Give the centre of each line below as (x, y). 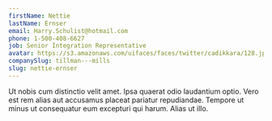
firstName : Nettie (39, 16)
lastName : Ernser (38, 23)
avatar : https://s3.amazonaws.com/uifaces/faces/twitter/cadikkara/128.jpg (139, 53)
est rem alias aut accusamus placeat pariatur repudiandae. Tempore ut (126, 100)
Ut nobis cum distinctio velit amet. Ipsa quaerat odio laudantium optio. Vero (134, 91)
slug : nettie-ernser (43, 69)
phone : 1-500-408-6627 (47, 38)
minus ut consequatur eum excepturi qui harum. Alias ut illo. (108, 108)
